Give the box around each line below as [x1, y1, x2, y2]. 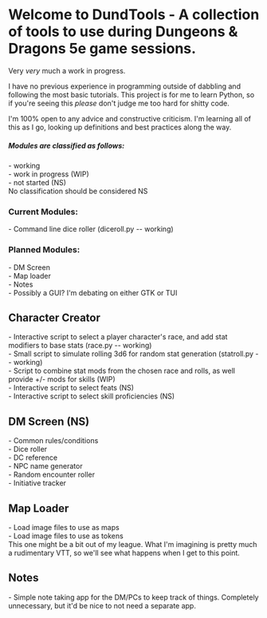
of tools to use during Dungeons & [8, 22, 238, 41]
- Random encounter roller [8, 469, 96, 480]
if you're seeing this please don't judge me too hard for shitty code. [8, 98, 230, 108]
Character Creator [8, 311, 101, 324]
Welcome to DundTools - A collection [8, 6, 260, 24]
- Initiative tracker [8, 478, 66, 488]
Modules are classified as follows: [8, 141, 125, 150]
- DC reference [8, 453, 58, 462]
